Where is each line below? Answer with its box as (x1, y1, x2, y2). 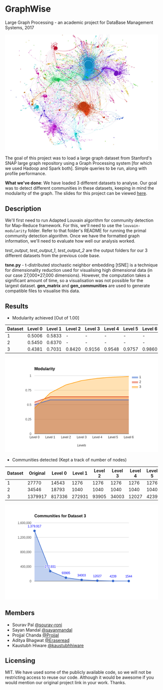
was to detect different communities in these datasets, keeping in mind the (5, 185, 154, 191)
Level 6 (142, 326, 158, 332)
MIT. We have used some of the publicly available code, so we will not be (5, 670, 151, 675)
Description (5, 204, 41, 212)
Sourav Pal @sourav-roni (12, 621, 62, 628)
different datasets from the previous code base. (5, 253, 100, 259)
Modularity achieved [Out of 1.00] (12, 315, 80, 320)
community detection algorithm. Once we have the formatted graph (5, 233, 140, 239)
